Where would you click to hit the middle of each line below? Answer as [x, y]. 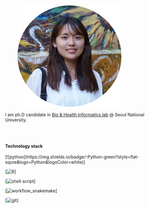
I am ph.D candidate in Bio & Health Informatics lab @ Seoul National [75, 115]
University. [16, 120]
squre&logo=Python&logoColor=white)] [45, 162]
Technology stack [24, 146]
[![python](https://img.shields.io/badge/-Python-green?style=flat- [72, 157]
